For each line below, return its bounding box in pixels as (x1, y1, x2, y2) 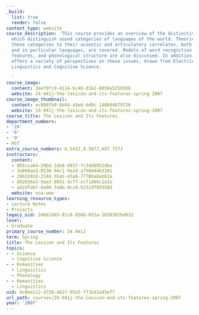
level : (6, 217, 23, 224)
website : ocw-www (11, 190, 54, 196)
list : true (11, 14, 38, 20)
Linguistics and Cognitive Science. (11, 63, 102, 70)
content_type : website (6, 25, 62, 31)
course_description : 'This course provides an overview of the (6, 31, 166, 37)
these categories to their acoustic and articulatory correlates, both (11, 42, 192, 48)
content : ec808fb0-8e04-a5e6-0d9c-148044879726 (11, 102, 131, 108)
